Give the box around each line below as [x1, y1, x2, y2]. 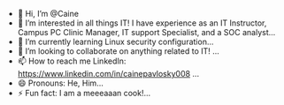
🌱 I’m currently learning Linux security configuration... [17, 36, 214, 47]
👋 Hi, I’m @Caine [17, 9, 80, 19]
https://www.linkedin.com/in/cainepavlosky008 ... [17, 69, 200, 79]
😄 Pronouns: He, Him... [17, 78, 104, 88]
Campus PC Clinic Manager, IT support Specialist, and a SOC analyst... [17, 27, 276, 37]
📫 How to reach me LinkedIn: [17, 56, 127, 66]
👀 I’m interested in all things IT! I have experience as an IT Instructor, [17, 18, 267, 28]
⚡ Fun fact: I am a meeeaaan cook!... [17, 88, 151, 98]
